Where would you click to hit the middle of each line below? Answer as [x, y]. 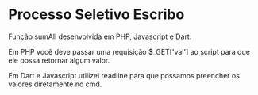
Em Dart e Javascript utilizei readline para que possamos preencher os [124, 75]
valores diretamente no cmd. [55, 84]
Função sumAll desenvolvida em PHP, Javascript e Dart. [100, 36]
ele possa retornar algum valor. [59, 60]
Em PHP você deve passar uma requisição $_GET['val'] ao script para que [129, 51]
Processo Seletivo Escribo [96, 15]
